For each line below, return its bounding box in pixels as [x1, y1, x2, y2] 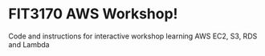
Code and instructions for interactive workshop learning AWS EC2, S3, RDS [8, 31, 258, 41]
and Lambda [8, 39, 50, 49]
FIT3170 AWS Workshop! [8, 5, 178, 23]
